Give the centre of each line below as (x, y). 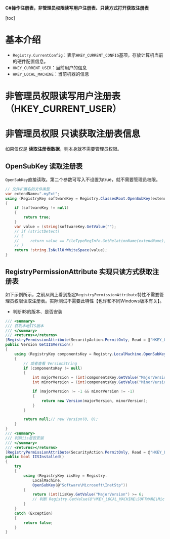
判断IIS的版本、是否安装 (37, 311)
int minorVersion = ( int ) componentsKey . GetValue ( (86, 382)
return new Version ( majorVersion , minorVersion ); (95, 401)
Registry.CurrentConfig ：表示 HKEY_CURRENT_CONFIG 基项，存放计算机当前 (88, 55)
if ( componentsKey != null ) (53, 368)
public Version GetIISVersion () (39, 345)
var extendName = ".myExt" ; (32, 194)
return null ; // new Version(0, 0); (61, 419)
